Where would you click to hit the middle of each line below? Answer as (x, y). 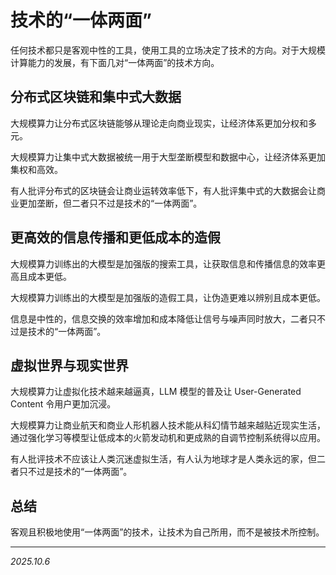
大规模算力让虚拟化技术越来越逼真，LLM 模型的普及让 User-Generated (156, 392)
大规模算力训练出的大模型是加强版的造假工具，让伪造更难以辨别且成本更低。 (168, 297)
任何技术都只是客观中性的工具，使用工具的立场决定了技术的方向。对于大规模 (168, 50)
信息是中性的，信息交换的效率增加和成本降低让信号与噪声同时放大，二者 (159, 318)
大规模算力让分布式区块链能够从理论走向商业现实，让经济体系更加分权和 (159, 123)
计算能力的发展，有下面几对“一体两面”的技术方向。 (115, 62)
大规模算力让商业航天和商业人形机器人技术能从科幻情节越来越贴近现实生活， (168, 425)
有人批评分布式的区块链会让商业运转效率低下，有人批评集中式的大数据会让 (163, 190)
